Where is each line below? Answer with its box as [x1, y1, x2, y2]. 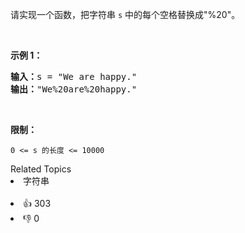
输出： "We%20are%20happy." [10, 84, 138, 95]
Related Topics [10, 163, 72, 175]
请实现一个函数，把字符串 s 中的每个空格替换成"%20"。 [10, 9, 241, 20]
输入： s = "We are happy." [10, 71, 138, 82]
